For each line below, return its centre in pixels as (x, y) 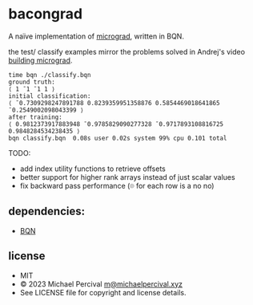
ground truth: (32, 82)
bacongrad (45, 14)
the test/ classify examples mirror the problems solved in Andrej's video (127, 51)
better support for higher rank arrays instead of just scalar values (127, 177)
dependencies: (47, 211)
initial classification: (50, 96)
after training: (35, 117)
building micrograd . (40, 60)
